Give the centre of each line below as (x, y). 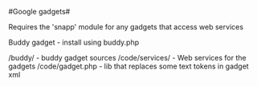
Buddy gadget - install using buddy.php (74, 42)
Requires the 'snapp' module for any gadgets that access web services (126, 27)
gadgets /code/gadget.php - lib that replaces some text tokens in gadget (128, 66)
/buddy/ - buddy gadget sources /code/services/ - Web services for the (127, 58)
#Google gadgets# (39, 12)
